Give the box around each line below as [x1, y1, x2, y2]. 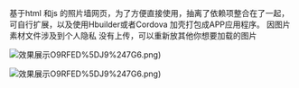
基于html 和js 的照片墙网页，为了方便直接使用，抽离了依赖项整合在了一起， [9, 8, 290, 18]
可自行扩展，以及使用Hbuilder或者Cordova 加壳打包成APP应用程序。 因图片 [9, 19, 291, 30]
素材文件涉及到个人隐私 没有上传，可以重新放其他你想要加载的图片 [9, 31, 257, 40]
